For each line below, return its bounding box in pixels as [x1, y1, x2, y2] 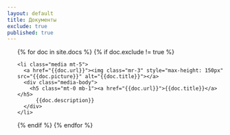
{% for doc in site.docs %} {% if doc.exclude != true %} [16, 48, 175, 56]
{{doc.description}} [35, 97, 95, 104]
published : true [7, 29, 54, 36]
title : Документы [7, 16, 57, 23]
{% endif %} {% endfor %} [16, 121, 93, 130]
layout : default [7, 10, 54, 17]
